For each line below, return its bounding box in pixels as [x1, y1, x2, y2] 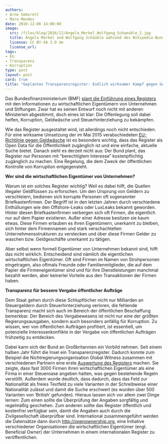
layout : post [5, 72, 32, 77]
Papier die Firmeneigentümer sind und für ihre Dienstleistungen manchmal [5, 267, 158, 273]
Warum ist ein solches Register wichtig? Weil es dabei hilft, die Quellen [5, 183, 151, 189]
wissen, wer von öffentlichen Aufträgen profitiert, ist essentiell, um [5, 323, 142, 329]
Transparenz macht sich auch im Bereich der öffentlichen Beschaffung [5, 307, 151, 313]
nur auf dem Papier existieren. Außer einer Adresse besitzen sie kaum [5, 214, 149, 220]
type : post [5, 68, 28, 73]
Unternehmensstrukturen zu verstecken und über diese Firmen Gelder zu [5, 230, 156, 236]
